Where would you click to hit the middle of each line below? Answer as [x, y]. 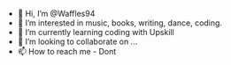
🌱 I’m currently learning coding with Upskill [96, 32]
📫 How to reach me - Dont [67, 51]
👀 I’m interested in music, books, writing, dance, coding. [120, 23]
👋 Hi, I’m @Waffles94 [56, 14]
